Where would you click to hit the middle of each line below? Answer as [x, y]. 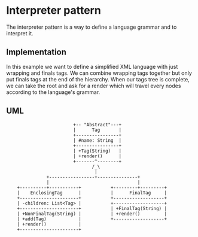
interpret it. [20, 33]
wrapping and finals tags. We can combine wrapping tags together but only [99, 73]
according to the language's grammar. [53, 92]
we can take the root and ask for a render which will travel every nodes [94, 86]
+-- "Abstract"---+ [97, 124]
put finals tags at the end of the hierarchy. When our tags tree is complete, [98, 79]
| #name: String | [97, 140]
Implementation [36, 52]
